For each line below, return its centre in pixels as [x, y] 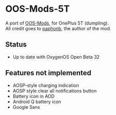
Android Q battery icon [37, 101]
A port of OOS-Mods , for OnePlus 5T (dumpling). [57, 23]
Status [16, 45]
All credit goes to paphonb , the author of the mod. [58, 28]
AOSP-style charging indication [46, 85]
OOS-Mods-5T [38, 9]
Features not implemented [48, 73]
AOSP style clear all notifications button [55, 90]
